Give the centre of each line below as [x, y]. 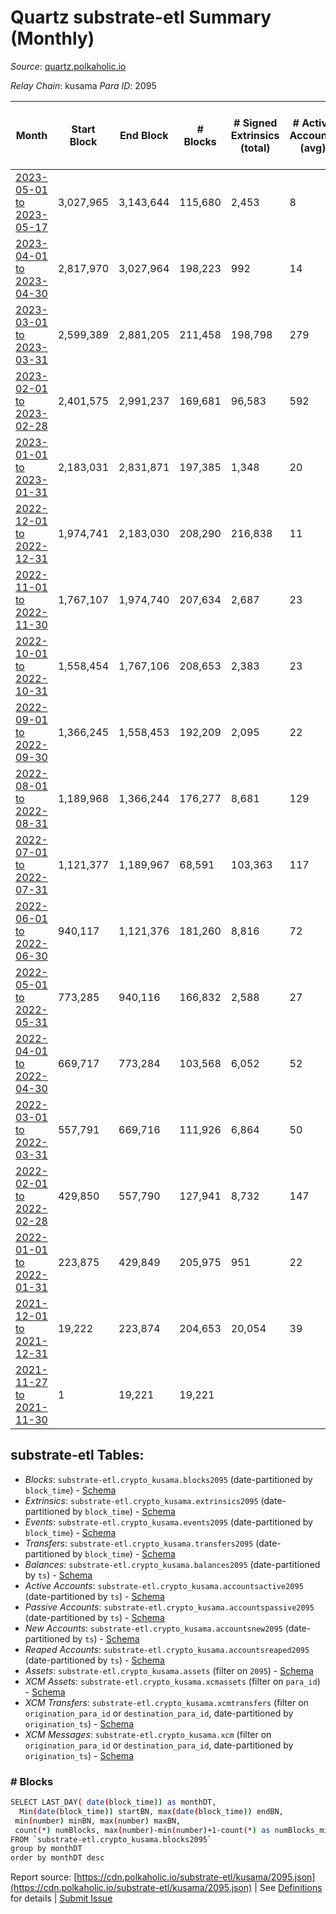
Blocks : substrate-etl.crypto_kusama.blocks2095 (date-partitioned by [168, 1479]
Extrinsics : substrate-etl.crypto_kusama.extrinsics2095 [141, 1500]
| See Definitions [288, 1888]
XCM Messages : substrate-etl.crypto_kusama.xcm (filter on [148, 1734]
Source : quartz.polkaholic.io [68, 66]
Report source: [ [44, 1877]
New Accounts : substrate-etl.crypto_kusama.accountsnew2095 [153, 1628]
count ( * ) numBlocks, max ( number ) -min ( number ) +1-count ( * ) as [142, 1830]
